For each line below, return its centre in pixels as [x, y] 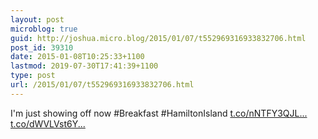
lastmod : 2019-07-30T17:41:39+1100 [84, 66]
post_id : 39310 [42, 47]
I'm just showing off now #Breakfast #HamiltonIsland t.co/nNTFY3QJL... [159, 113]
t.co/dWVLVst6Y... [48, 123]
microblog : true [44, 29]
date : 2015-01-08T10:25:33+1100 [77, 57]
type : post [33, 76]
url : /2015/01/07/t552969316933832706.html [102, 85]
